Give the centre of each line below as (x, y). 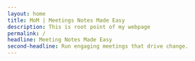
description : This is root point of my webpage (79, 27)
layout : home (27, 14)
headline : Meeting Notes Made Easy (60, 40)
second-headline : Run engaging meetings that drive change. (98, 46)
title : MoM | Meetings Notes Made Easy (66, 20)
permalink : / (27, 33)
